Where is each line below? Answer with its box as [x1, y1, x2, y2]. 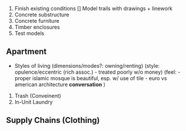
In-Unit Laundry [14, 98, 53, 105]
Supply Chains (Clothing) [6, 115, 100, 125]
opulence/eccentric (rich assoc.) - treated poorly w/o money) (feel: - [14, 68, 181, 75]
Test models [14, 30, 44, 37]
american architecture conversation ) [14, 81, 105, 88]
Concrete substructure [14, 11, 70, 18]
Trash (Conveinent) [14, 92, 61, 99]
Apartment [6, 47, 47, 57]
